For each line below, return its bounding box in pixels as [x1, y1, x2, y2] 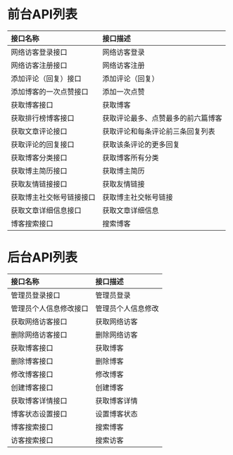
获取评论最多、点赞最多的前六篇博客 [102, 113, 223, 123]
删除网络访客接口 [11, 330, 68, 340]
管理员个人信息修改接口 [11, 303, 89, 313]
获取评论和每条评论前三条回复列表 [102, 126, 216, 136]
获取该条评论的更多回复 [102, 139, 181, 149]
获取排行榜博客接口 [11, 113, 75, 123]
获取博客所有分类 [102, 153, 160, 162]
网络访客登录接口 [11, 47, 68, 57]
